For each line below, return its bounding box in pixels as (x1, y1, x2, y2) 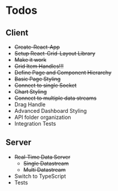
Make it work (14, 56, 47, 63)
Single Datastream (23, 160, 69, 167)
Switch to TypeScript (14, 172, 66, 180)
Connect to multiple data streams (14, 94, 97, 102)
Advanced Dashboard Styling (14, 108, 87, 114)
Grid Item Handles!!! (14, 62, 64, 70)
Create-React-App (14, 43, 60, 50)
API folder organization (14, 114, 71, 121)
